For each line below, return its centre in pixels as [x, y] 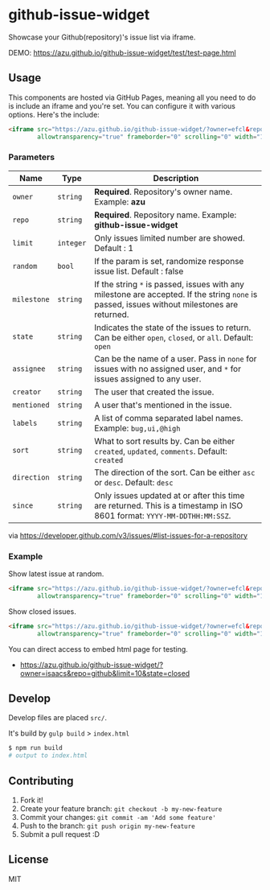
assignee [29, 369]
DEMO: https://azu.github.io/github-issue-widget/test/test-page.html [123, 52]
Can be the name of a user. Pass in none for [175, 358]
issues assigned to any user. [147, 378]
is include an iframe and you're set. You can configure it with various [122, 105]
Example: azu [120, 201]
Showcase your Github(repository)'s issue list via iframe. [102, 37]
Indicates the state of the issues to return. [172, 328]
